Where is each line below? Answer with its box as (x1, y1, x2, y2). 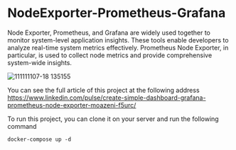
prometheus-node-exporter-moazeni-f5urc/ (7, 100, 136, 109)
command (7, 122, 37, 130)
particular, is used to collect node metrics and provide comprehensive (7, 51, 213, 59)
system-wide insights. (7, 58, 73, 67)
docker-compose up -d (7, 136, 72, 143)
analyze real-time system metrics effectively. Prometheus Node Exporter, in (7, 43, 229, 52)
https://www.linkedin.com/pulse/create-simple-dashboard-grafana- (7, 93, 206, 102)
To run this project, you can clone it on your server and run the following (7, 115, 219, 123)
